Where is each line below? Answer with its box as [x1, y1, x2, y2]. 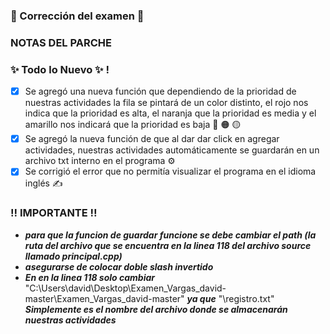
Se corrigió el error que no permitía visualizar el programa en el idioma [24, 165, 317, 178]
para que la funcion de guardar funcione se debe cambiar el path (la [24, 229, 317, 241]
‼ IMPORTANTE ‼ [10, 206, 98, 220]
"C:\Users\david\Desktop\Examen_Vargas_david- [24, 282, 227, 294]
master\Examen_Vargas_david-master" [24, 292, 185, 304]
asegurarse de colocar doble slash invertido [24, 260, 214, 273]
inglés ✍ [24, 177, 63, 189]
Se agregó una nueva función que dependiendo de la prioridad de [24, 85, 297, 98]
